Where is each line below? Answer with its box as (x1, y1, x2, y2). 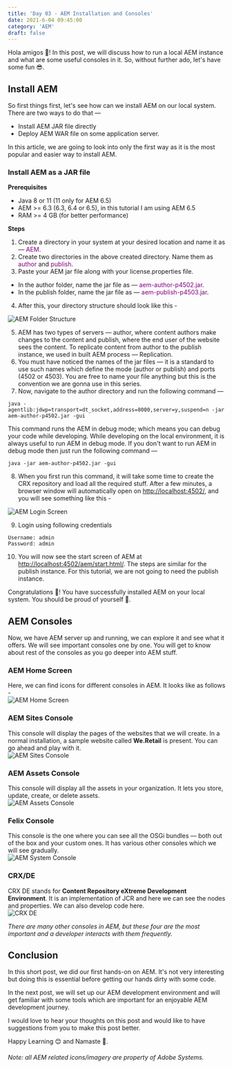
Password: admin (8, 541, 55, 547)
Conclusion (8, 950, 59, 962)
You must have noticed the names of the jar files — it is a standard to (17, 357, 214, 366)
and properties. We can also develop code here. (8, 901, 144, 910)
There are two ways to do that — (8, 109, 101, 118)
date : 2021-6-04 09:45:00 (8, 17, 82, 24)
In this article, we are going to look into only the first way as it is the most (8, 143, 215, 151)
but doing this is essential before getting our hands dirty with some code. (8, 975, 216, 984)
